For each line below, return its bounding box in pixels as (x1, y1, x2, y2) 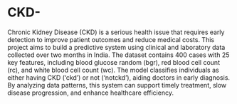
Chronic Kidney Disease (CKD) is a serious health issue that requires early (7, 28, 225, 36)
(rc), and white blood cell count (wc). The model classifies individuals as (7, 66, 219, 74)
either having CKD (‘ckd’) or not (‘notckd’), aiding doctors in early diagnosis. (7, 73, 230, 82)
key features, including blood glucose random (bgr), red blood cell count (7, 58, 221, 66)
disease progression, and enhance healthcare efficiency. (7, 88, 174, 97)
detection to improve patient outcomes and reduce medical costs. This (7, 35, 215, 43)
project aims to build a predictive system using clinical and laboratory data (7, 43, 226, 51)
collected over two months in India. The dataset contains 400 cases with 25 (7, 51, 230, 59)
